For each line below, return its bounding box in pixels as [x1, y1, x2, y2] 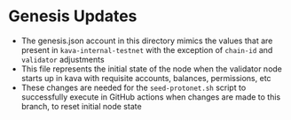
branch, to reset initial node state [20, 101, 143, 111]
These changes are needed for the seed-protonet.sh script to [20, 82, 247, 93]
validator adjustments [20, 54, 105, 64]
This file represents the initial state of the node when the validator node [20, 64, 283, 74]
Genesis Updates [8, 6, 138, 26]
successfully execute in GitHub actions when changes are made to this [20, 91, 281, 102]
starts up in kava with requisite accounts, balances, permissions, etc [20, 72, 271, 83]
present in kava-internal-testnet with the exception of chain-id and [20, 44, 273, 55]
